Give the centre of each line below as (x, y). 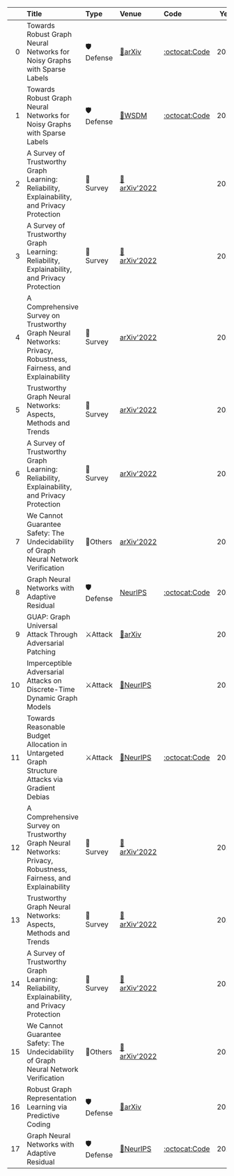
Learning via (47, 1107)
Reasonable (46, 727)
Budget (39, 735)
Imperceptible (49, 663)
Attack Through (52, 634)
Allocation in (47, 745)
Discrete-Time (51, 689)
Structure (42, 770)
